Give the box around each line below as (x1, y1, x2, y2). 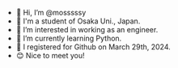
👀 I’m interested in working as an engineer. (15, 25, 159, 34)
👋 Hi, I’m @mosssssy (15, 8, 87, 17)
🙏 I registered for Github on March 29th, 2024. (15, 42, 172, 52)
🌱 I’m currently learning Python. (15, 33, 122, 43)
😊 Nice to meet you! (15, 51, 85, 60)
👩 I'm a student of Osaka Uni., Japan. (15, 16, 141, 26)
